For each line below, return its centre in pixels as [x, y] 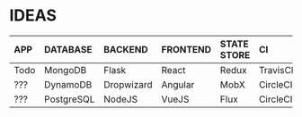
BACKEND [125, 49]
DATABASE [68, 49]
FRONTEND [187, 49]
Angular [178, 84]
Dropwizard [128, 84]
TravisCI [276, 70]
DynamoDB [68, 84]
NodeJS [120, 99]
